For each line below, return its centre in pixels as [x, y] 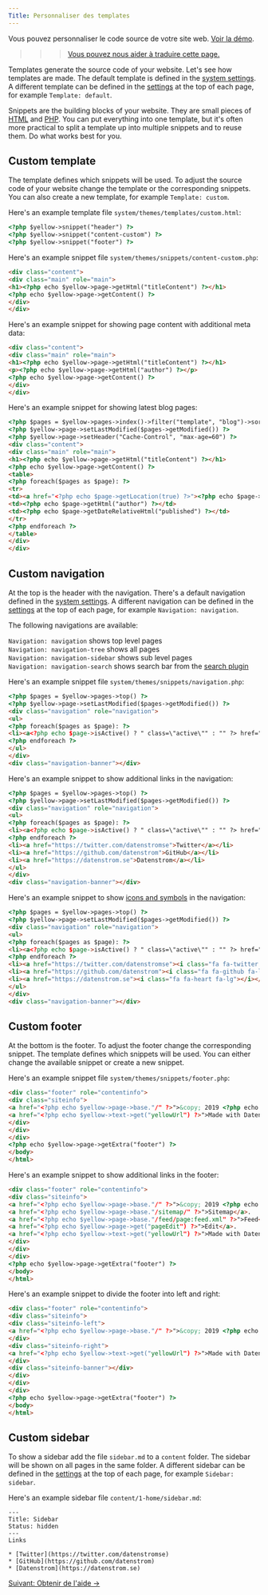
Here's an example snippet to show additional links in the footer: [114, 1175]
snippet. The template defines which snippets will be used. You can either [130, 1054]
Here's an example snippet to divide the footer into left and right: [114, 1294]
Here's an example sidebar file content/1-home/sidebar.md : [105, 1498]
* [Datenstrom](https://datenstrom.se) [75, 1569]
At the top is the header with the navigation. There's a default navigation [127, 593]
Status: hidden [33, 1527]
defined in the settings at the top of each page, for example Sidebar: [121, 1474]
